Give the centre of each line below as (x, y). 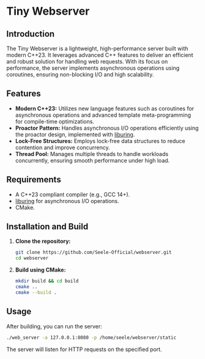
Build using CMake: (40, 270)
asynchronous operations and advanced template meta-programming (103, 115)
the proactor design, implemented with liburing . (75, 134)
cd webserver (32, 258)
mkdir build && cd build (47, 281)
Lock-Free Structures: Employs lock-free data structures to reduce (100, 141)
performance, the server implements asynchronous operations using (93, 68)
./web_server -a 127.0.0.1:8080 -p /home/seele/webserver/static (91, 338)
